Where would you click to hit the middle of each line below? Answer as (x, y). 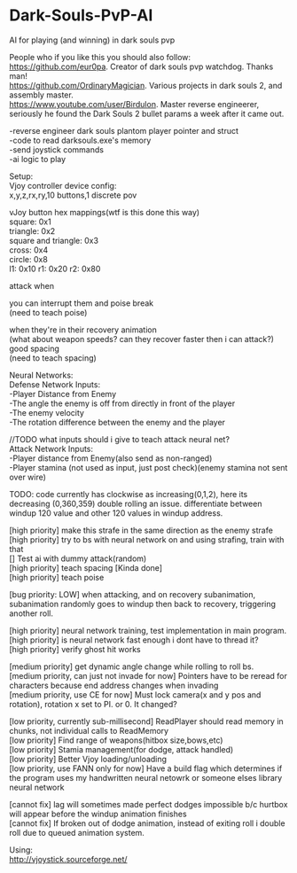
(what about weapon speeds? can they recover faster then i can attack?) (142, 339)
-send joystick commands (57, 149)
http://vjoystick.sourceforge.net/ (68, 859)
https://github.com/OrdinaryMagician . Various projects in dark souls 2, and (146, 85)
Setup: (21, 176)
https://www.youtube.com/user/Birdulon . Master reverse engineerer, (134, 104)
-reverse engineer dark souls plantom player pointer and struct (124, 130)
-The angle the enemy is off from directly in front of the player (122, 403)
